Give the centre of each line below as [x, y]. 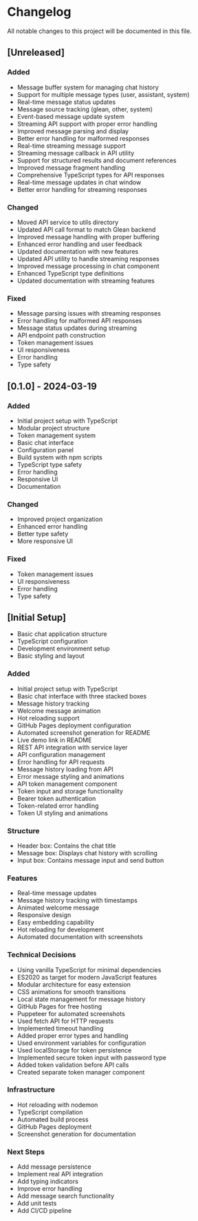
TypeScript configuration [52, 641]
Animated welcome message [58, 907]
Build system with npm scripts [60, 457]
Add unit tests [37, 1203]
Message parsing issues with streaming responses [89, 313]
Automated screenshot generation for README [84, 732]
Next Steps [26, 1152]
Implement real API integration [60, 1174]
